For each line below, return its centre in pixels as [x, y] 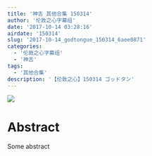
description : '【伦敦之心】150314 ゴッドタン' [71, 79]
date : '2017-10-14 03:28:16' [50, 27]
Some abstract [28, 147]
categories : [25, 46]
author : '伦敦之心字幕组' [42, 20]
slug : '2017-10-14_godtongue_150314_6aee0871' [77, 40]
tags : [15, 66]
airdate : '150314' [34, 33]
